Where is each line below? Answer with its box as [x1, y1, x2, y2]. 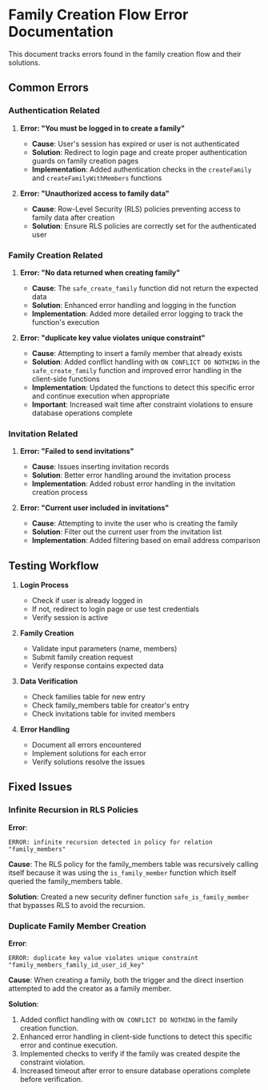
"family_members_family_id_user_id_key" [8, 961, 146, 970]
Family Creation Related [8, 249, 103, 261]
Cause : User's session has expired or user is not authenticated [31, 139, 240, 148]
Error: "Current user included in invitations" [19, 503, 170, 513]
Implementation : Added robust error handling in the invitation [31, 479, 236, 488]
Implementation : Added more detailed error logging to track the [31, 309, 244, 318]
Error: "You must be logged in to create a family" [19, 123, 186, 133]
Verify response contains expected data [31, 661, 164, 671]
